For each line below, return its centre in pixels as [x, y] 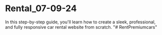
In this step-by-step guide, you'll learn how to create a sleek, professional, [81, 22]
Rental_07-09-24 [41, 9]
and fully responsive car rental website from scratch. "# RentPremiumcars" [81, 27]
